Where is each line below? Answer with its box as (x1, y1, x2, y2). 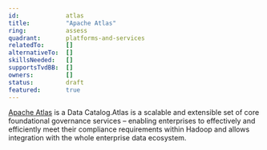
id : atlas (8, 11, 84, 20)
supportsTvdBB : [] (8, 64, 74, 72)
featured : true (8, 85, 81, 94)
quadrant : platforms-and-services (8, 34, 146, 42)
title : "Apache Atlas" (8, 19, 116, 27)
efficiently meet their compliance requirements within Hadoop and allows (8, 124, 250, 134)
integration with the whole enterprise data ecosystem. (8, 133, 187, 143)
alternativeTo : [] (8, 49, 74, 57)
